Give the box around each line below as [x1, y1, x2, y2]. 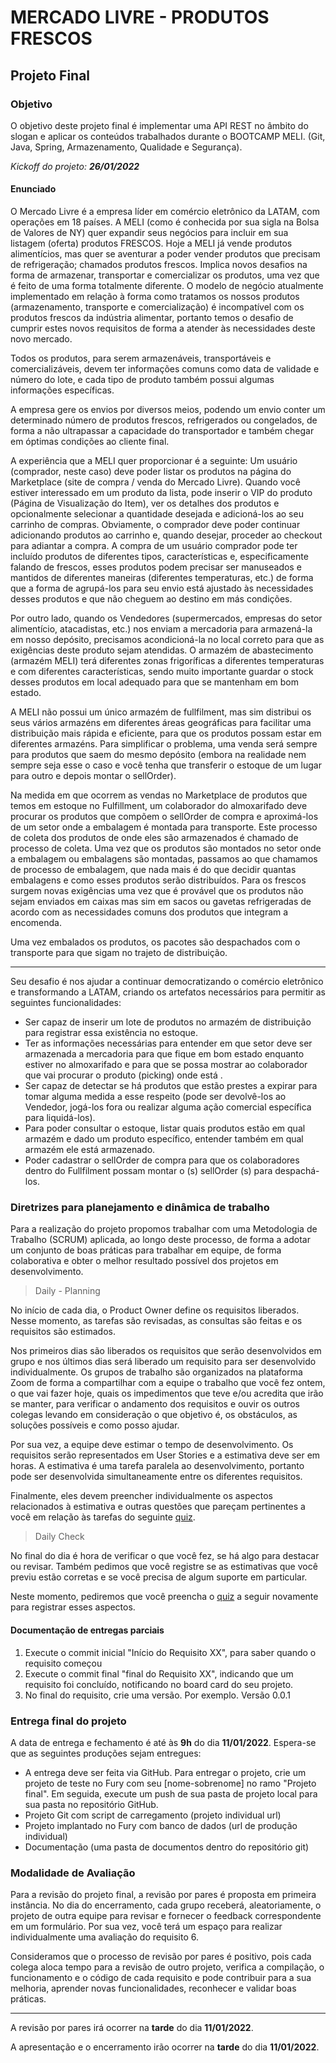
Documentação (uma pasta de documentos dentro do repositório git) [24, 1841, 310, 1853]
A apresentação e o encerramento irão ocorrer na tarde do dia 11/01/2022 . [10, 2041, 320, 2053]
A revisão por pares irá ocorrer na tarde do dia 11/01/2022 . [10, 2022, 254, 2034]
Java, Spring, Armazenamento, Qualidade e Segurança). [10, 141, 243, 153]
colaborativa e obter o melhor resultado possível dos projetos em [10, 1255, 279, 1267]
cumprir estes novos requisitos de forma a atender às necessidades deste [10, 322, 316, 335]
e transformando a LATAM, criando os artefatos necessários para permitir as [10, 986, 326, 998]
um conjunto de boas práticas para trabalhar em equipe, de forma [10, 1244, 282, 1256]
